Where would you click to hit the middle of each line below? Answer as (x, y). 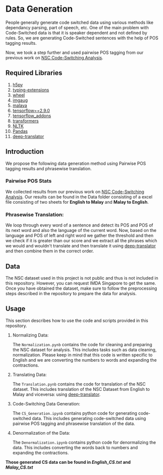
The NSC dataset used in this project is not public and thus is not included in (82, 278)
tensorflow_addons (32, 116)
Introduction (25, 152)
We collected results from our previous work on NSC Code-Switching (75, 192)
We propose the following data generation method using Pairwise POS (76, 163)
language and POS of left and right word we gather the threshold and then (80, 236)
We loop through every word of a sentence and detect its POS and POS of (79, 225)
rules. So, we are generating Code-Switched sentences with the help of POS (82, 38)
